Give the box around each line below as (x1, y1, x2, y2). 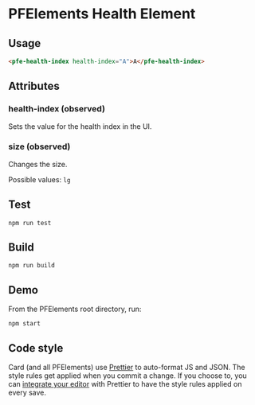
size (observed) (8, 141, 71, 152)
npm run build (8, 262, 56, 270)
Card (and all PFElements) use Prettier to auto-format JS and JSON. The (8, 363, 245, 372)
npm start (8, 320, 41, 328)
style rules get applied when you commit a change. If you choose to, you (8, 371, 247, 380)
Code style (8, 341, 64, 355)
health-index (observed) (8, 103, 106, 115)
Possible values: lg (8, 174, 71, 184)
